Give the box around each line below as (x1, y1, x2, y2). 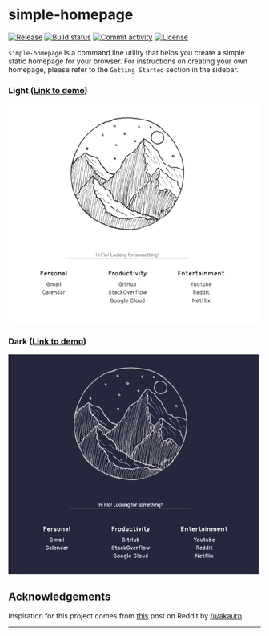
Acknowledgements (8, 589, 111, 603)
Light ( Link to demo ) (8, 84, 88, 96)
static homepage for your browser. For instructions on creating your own (8, 56, 248, 66)
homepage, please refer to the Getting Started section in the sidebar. (8, 64, 239, 74)
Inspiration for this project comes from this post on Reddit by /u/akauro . (8, 611, 244, 621)
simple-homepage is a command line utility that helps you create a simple (8, 47, 246, 57)
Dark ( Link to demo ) (8, 336, 86, 347)
